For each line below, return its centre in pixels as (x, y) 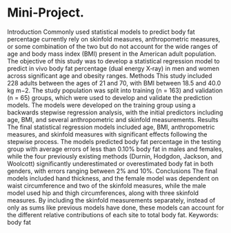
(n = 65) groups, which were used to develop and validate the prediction (110, 97)
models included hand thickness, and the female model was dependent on (113, 178)
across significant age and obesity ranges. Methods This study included (110, 75)
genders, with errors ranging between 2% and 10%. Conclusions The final (112, 171)
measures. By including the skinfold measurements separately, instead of (111, 200)
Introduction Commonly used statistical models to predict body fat (101, 32)
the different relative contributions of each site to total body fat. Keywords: (113, 214)
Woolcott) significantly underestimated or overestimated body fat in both (110, 163)
